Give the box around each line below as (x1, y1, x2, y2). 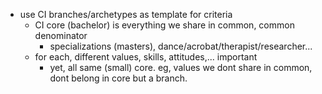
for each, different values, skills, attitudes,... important (34, 51, 258, 63)
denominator (34, 30, 88, 41)
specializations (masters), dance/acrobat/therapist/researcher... (49, 40, 313, 52)
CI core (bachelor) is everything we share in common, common (34, 19, 295, 31)
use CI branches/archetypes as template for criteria (19, 9, 233, 20)
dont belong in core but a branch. (49, 72, 188, 84)
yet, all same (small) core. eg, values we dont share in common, (49, 62, 313, 73)
